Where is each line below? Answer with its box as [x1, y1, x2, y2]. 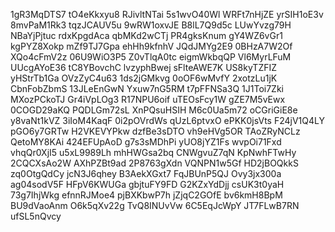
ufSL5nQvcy [10, 210, 62, 222]
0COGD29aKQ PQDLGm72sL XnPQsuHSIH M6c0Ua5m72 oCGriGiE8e [10, 104, 298, 116]
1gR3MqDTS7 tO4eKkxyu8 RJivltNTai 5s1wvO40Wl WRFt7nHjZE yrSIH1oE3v [10, 9, 324, 20]
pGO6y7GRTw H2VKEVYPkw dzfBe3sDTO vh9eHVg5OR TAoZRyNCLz [10, 125, 301, 137]
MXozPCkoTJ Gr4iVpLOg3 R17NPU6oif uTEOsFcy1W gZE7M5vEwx [10, 94, 286, 105]
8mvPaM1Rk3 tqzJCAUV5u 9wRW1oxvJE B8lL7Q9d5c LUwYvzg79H [10, 19, 292, 31]
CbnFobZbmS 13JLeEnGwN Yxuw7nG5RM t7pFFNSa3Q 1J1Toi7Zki [10, 83, 284, 94]
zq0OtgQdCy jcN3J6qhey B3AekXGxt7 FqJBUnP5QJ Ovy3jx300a [10, 168, 282, 179]
